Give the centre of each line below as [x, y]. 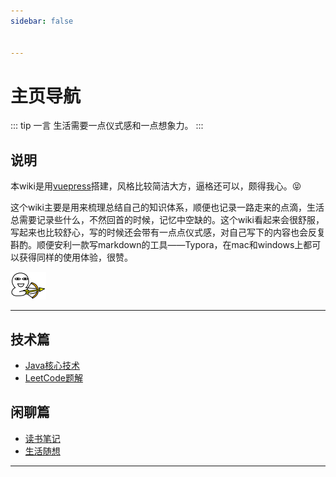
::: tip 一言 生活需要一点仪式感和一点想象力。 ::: [107, 126]
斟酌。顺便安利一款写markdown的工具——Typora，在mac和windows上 [157, 245]
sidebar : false [42, 21]
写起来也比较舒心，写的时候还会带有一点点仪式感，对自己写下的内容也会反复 [168, 232]
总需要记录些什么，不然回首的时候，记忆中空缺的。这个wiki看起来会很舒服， [167, 220]
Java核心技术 [52, 365]
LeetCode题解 [53, 377]
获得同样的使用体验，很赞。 [75, 257]
